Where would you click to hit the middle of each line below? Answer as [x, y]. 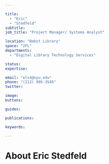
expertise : [16, 69]
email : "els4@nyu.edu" [28, 78]
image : [12, 96]
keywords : [15, 127]
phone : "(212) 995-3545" [31, 82]
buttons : [14, 100]
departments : [18, 50]
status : [13, 64]
